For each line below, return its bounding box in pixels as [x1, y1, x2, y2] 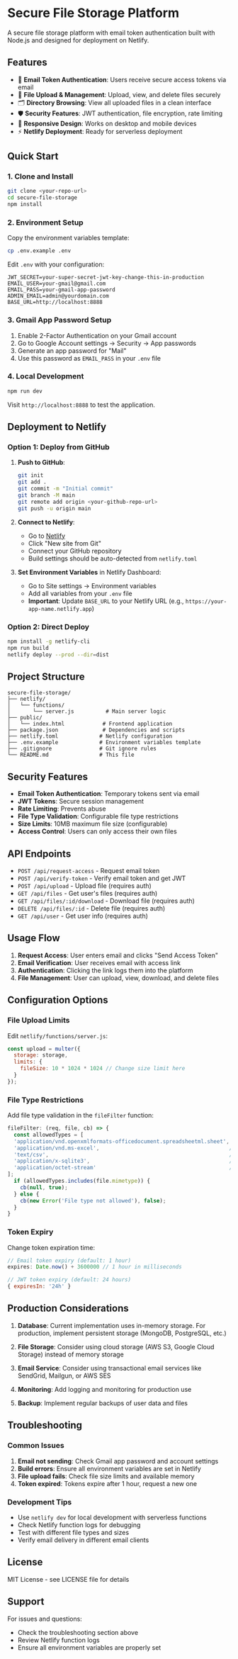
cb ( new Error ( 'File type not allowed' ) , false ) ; [20, 1197, 166, 1204]
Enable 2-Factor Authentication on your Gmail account [17, 331, 177, 339]
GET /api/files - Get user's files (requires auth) [17, 889, 158, 897]
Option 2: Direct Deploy [7, 622, 90, 631]
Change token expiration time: [7, 1243, 96, 1252]
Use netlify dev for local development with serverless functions [17, 1513, 207, 1522]
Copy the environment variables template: [7, 234, 130, 242]
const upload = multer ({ [7, 1045, 81, 1052]
